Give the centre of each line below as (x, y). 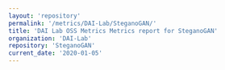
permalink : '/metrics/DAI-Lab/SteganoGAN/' (83, 23)
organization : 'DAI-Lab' (50, 38)
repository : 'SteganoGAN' (52, 46)
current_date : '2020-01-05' (56, 53)
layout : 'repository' (45, 16)
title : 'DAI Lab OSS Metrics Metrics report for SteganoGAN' (113, 31)
